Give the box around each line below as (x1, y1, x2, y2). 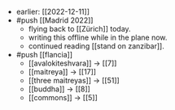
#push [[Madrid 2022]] (15, 15, 94, 25)
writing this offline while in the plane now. (28, 32, 168, 42)
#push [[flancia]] (15, 50, 73, 59)
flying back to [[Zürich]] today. (28, 24, 132, 33)
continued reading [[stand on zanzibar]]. (28, 41, 164, 51)
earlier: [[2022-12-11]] (15, 7, 90, 16)
